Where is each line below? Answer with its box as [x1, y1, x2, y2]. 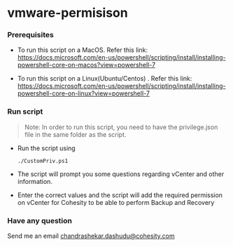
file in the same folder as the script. [24, 130, 127, 138]
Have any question [7, 215, 72, 225]
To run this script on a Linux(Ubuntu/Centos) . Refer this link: [17, 74, 192, 83]
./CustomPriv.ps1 [17, 157, 69, 164]
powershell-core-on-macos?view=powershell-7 [17, 61, 156, 69]
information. [17, 177, 52, 185]
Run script [7, 107, 43, 116]
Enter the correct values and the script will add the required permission [17, 191, 223, 199]
